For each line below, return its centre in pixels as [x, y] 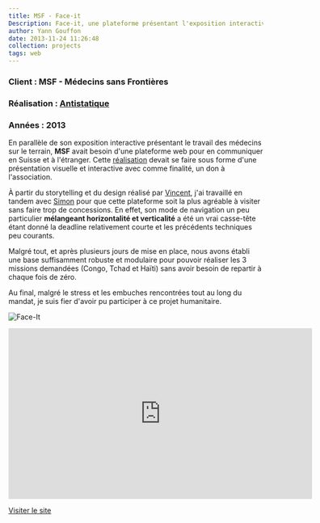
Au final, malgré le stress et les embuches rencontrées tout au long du [125, 293]
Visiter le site [30, 511]
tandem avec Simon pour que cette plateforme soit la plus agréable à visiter [135, 201]
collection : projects [45, 46]
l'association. [30, 177]
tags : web [25, 53]
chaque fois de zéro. [42, 277]
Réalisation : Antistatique [59, 103]
